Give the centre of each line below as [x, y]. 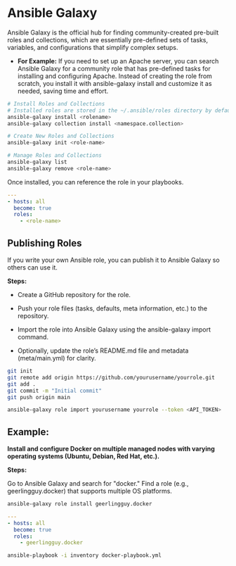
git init [20, 371]
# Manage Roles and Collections [54, 156]
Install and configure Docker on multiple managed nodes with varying [111, 449]
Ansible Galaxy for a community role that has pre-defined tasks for [114, 68]
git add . [22, 384]
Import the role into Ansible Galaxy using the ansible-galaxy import [114, 329]
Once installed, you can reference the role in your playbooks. [96, 182]
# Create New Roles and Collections [61, 136]
